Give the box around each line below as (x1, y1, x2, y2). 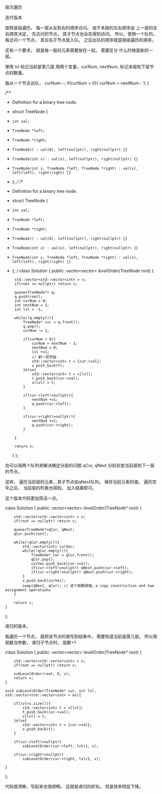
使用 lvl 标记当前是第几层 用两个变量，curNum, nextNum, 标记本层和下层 (5, 64, 150, 69)
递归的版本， (5, 623, 31, 629)
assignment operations (5, 587, 51, 592)
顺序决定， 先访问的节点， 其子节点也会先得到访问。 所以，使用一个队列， (9, 31, 158, 36)
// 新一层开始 (32, 355, 57, 360)
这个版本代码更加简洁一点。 (5, 495, 61, 501)
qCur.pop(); (31, 557, 55, 562)
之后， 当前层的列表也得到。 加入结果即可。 (9, 485, 97, 491)
